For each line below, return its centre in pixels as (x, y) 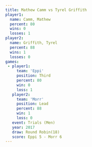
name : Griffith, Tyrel (34, 43)
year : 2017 (24, 127)
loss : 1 (25, 90)
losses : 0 (20, 57)
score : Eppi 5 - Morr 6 (37, 137)
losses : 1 (20, 33)
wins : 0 (18, 29)
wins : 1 (18, 52)
